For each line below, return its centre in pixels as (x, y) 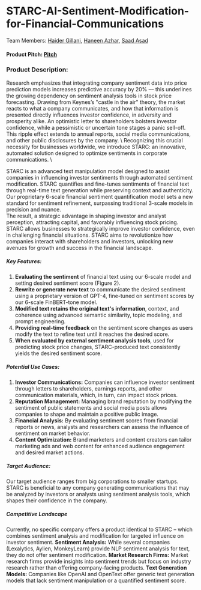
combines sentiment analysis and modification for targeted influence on (95, 535)
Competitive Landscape (37, 514)
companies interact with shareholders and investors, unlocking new (90, 241)
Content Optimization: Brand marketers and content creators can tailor (103, 439)
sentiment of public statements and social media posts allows (91, 407)
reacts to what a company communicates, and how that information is (92, 108)
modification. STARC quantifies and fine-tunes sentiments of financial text (98, 184)
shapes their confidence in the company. (57, 500)
